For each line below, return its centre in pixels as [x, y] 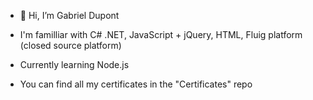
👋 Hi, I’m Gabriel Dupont [69, 15]
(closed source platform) [70, 45]
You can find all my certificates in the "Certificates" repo [136, 84]
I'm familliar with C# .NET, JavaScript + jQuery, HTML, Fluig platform [161, 34]
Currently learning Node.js [74, 64]
